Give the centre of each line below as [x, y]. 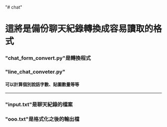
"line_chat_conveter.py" [35, 72]
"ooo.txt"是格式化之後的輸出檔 [42, 119]
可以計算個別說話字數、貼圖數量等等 [42, 84]
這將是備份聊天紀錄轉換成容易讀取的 [79, 29]
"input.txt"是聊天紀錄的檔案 [39, 105]
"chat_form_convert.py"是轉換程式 [48, 58]
